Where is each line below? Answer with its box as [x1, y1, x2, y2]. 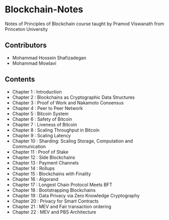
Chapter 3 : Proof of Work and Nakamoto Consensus [12, 99, 124, 106]
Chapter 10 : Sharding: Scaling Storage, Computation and [12, 138, 133, 144]
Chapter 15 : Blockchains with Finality [12, 171, 91, 177]
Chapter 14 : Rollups [12, 165, 55, 171]
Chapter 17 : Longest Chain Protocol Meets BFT [12, 181, 113, 188]
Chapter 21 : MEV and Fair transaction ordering [12, 203, 112, 209]
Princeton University [5, 26, 48, 32]
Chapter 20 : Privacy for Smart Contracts [12, 198, 99, 204]
